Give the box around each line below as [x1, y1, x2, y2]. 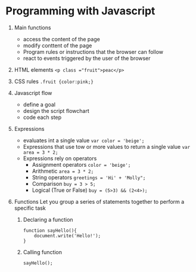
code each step [23, 114, 62, 121]
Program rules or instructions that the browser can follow [23, 48, 163, 55]
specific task [14, 204, 46, 212]
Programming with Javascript [5, 4, 155, 18]
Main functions [14, 24, 51, 31]
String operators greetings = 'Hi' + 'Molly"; [32, 173, 146, 181]
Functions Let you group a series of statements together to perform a [14, 198, 185, 205]
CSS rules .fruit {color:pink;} [14, 78, 94, 85]
